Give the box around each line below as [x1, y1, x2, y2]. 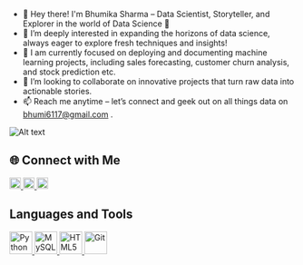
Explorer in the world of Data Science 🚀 [22, 18, 171, 29]
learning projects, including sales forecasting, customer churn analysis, [22, 57, 290, 67]
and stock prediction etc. [22, 66, 116, 77]
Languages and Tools [9, 207, 133, 222]
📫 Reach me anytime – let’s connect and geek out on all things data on [22, 96, 288, 106]
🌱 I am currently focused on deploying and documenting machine [22, 47, 268, 58]
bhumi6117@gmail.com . [22, 109, 113, 120]
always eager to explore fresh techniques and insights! [22, 37, 228, 48]
